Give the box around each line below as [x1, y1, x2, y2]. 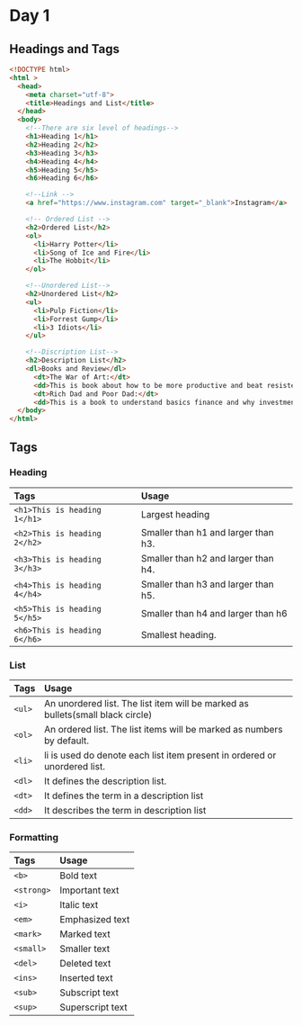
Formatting [9, 832, 59, 844]
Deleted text [59, 958, 111, 970]
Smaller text [59, 942, 111, 955]
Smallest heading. [140, 628, 218, 641]
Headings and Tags [9, 41, 120, 57]
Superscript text [59, 1001, 128, 1013]
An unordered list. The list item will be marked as [43, 697, 249, 710]
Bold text [59, 869, 97, 882]
